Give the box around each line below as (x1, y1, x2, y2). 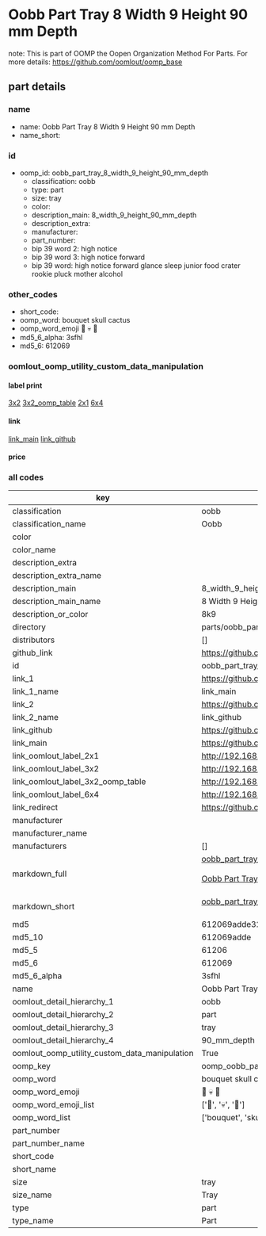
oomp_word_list (12, 1112, 71, 1123)
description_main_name (12, 596, 101, 607)
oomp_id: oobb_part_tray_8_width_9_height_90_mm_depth (19, 168, 209, 178)
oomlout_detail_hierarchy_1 (12, 997, 114, 1008)
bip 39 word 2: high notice (31, 243, 118, 253)
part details (8, 80, 66, 94)
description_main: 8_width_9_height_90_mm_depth (31, 210, 197, 220)
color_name (12, 545, 56, 556)
